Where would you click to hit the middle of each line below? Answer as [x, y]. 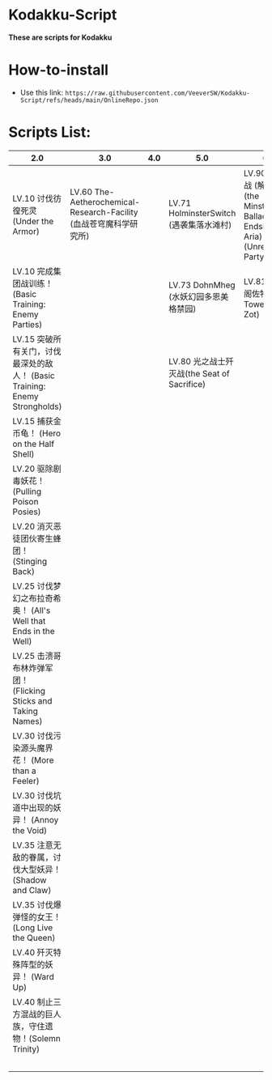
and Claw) [32, 890]
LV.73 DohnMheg [202, 285]
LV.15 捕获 [33, 421]
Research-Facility [104, 212]
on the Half [34, 444]
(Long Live [33, 927]
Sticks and [32, 700]
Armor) [26, 231]
